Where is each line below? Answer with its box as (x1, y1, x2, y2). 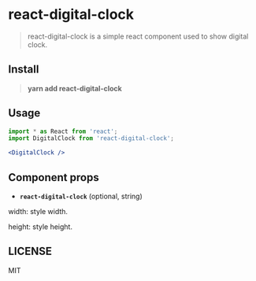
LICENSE (8, 245, 53, 258)
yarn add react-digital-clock (27, 83, 122, 93)
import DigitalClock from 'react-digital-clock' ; (8, 135, 175, 142)
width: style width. (8, 207, 69, 216)
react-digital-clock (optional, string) (19, 191, 143, 201)
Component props (8, 171, 100, 184)
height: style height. (8, 222, 73, 231)
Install (8, 63, 39, 76)
